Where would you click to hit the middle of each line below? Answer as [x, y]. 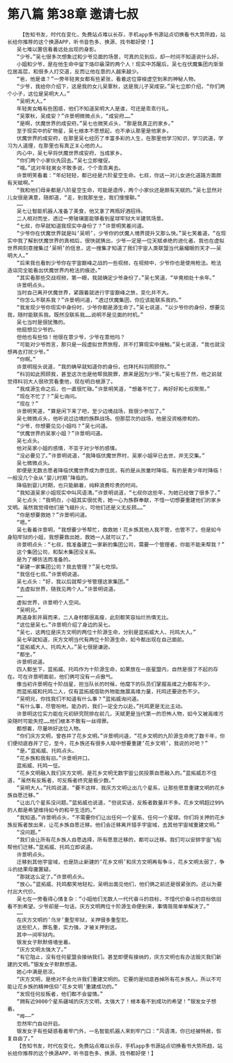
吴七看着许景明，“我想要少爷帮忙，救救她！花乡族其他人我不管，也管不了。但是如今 [119, 530]
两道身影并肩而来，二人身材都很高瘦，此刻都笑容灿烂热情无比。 [94, 617]
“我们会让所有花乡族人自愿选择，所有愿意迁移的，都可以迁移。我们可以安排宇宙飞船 [119, 840]
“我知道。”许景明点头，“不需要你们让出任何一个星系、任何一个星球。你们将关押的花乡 [121, 817]
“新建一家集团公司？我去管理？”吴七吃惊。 [69, 567]
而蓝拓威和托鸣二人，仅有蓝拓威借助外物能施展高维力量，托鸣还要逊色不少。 [110, 691]
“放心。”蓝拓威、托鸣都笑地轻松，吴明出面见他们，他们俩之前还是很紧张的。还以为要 [119, 884]
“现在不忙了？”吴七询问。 [48, 396]
